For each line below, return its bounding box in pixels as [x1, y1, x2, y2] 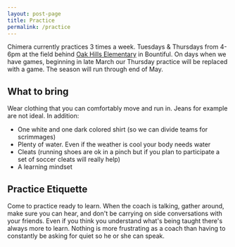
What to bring [7, 85, 69, 97]
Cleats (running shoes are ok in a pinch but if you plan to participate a [17, 148, 220, 156]
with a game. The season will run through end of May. [7, 65, 163, 74]
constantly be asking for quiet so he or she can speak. [7, 232, 165, 240]
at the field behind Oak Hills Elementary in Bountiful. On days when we [22, 50, 227, 58]
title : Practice [7, 17, 55, 24]
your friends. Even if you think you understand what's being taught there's [7, 217, 223, 225]
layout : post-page [7, 10, 61, 18]
